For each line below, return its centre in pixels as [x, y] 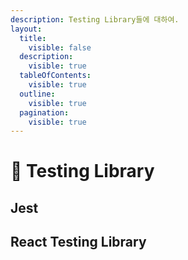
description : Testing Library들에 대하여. [95, 19]
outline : [37, 94]
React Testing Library [78, 242]
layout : [26, 29]
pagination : [44, 112]
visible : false [60, 47]
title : [33, 38]
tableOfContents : [55, 76]
